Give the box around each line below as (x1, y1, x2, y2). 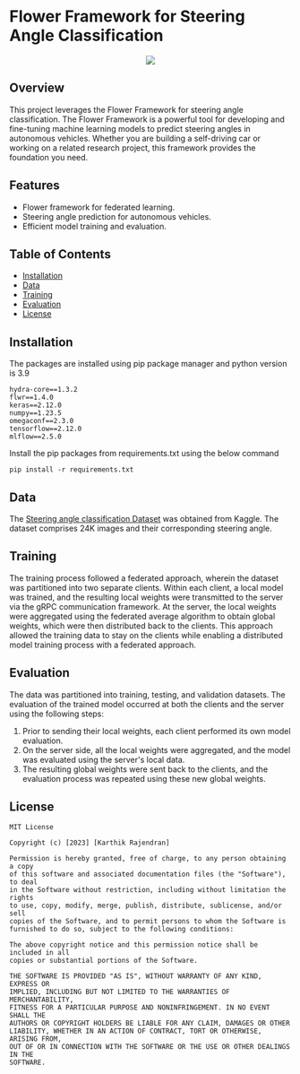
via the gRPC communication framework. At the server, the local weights (9, 601, 277, 611)
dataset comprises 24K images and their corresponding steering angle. (9, 523, 272, 533)
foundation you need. (9, 152, 89, 162)
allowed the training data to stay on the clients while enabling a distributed (9, 629, 284, 640)
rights (9, 894, 34, 903)
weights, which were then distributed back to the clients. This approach (9, 620, 273, 631)
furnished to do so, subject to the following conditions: (9, 925, 235, 934)
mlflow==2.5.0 (9, 432, 63, 441)
